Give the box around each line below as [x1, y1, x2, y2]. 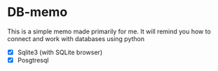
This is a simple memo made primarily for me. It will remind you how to [7, 27, 212, 35]
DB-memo [7, 4, 68, 20]
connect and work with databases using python [7, 34, 145, 42]
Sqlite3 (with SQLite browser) [17, 48, 103, 56]
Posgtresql [17, 56, 49, 64]
